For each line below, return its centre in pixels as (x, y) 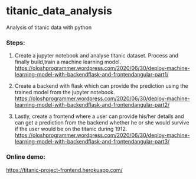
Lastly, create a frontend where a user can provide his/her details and (99, 116)
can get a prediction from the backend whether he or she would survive (102, 123)
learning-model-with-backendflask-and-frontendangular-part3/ (92, 142)
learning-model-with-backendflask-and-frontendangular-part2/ (92, 105)
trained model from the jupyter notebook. (65, 92)
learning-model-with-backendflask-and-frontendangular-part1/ (92, 75)
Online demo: (26, 157)
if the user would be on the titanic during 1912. (71, 129)
